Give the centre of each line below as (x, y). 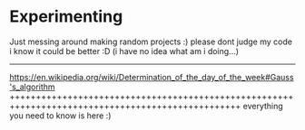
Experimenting (66, 17)
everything (263, 106)
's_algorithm (33, 87)
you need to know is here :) (60, 116)
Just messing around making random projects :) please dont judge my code (151, 42)
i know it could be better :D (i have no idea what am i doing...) (124, 51)
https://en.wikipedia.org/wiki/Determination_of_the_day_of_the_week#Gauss (152, 77)
